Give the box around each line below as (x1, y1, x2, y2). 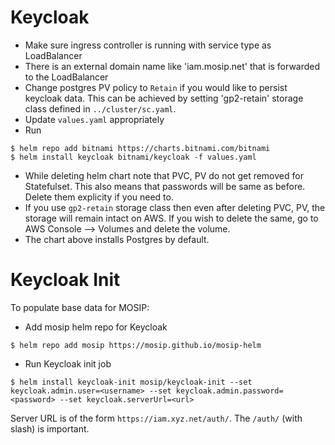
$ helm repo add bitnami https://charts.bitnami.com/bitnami (10, 143, 271, 153)
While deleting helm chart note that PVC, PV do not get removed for (24, 169, 304, 181)
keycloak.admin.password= (175, 386, 284, 396)
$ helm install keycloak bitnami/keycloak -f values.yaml (10, 152, 257, 162)
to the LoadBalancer (24, 71, 109, 83)
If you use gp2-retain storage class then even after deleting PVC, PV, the (24, 201, 326, 213)
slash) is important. (10, 422, 90, 435)
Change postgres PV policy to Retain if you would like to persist (24, 81, 288, 93)
